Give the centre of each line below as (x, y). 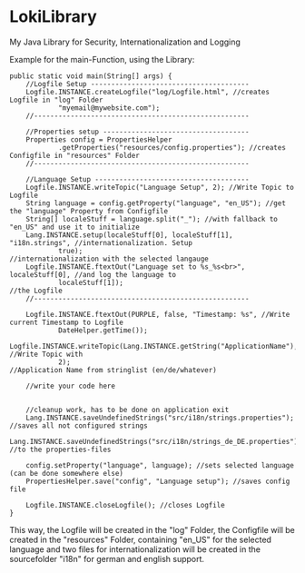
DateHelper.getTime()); (103, 330)
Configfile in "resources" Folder (75, 155)
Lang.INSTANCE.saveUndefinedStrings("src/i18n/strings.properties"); (160, 418)
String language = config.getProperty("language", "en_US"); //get (156, 203)
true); (70, 251)
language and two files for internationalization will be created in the (135, 549)
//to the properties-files (60, 450)
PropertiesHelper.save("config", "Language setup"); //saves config (158, 481)
